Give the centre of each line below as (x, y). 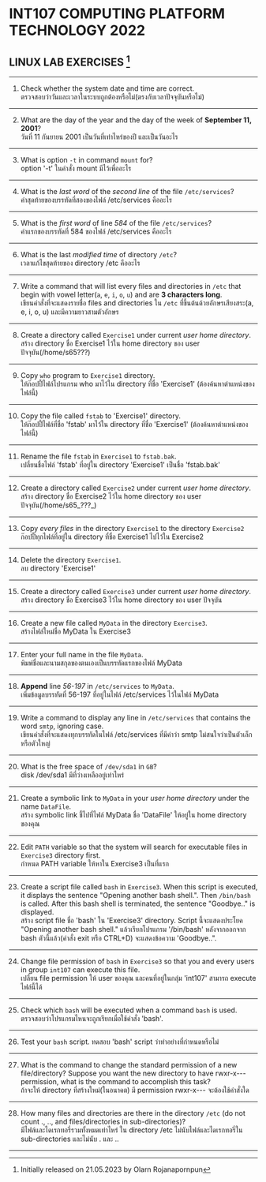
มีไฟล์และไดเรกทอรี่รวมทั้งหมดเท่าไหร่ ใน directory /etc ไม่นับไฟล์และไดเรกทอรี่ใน (131, 1130)
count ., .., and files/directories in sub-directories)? (103, 1122)
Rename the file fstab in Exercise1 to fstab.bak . (98, 456)
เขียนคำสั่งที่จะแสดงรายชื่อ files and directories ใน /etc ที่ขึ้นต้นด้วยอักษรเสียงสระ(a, (137, 303)
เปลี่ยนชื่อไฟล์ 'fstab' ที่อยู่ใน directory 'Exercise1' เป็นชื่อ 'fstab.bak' (120, 465)
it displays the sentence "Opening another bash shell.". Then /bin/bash (135, 895)
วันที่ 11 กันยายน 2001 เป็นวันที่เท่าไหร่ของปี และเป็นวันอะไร (99, 137)
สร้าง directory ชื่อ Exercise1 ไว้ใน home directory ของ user (110, 343)
